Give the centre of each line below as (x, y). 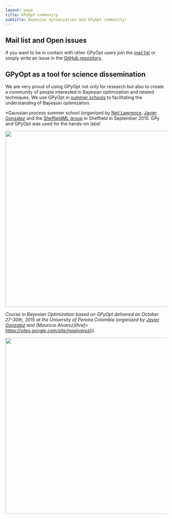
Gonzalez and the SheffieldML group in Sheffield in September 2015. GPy (83, 118)
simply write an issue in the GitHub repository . (54, 58)
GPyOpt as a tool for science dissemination (76, 74)
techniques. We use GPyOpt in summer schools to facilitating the (74, 97)
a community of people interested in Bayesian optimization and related (80, 92)
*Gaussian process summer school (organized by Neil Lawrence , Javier (81, 113)
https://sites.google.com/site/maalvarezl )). (50, 330)
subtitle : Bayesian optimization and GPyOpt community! (66, 19)
